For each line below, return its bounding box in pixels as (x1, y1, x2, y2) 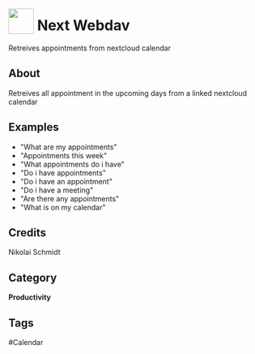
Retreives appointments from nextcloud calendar (8, 43, 172, 53)
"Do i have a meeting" (19, 185, 94, 195)
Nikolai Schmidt (8, 248, 61, 257)
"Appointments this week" (19, 150, 108, 160)
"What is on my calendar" (19, 202, 107, 212)
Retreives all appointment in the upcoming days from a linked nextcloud (8, 88, 248, 97)
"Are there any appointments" (19, 193, 120, 203)
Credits (8, 226, 47, 240)
